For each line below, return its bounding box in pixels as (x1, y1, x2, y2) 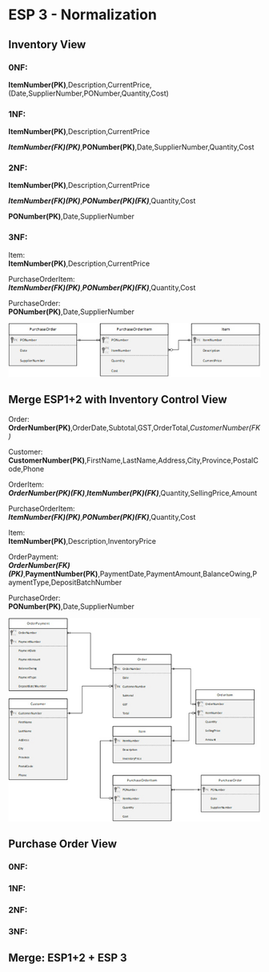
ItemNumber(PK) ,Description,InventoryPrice (8, 536, 156, 545)
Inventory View (8, 38, 86, 51)
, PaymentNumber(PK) (22, 569, 98, 578)
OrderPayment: (8, 552, 58, 562)
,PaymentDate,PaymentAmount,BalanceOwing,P (97, 569, 258, 578)
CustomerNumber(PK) (8, 455, 86, 465)
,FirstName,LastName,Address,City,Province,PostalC (84, 455, 259, 465)
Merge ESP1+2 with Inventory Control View (8, 393, 227, 406)
